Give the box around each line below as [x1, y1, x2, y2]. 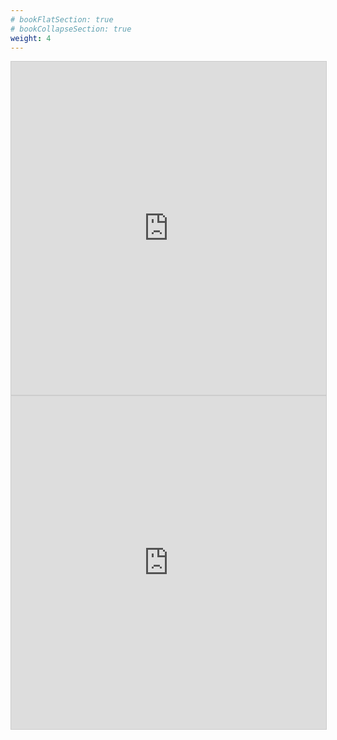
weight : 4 [10, 33, 52, 43]
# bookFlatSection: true [10, 14, 114, 25]
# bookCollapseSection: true [10, 24, 132, 34]
